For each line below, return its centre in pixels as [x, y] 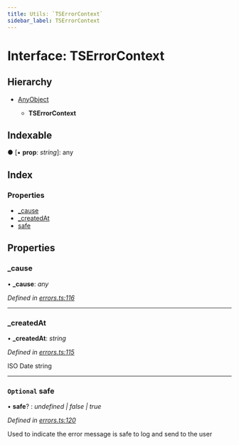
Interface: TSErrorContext [86, 56]
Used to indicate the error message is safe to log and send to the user [110, 434]
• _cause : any [28, 284]
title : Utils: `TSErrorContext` [55, 14]
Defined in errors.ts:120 [42, 420]
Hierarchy [30, 82]
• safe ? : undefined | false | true [54, 407]
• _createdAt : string [37, 338]
